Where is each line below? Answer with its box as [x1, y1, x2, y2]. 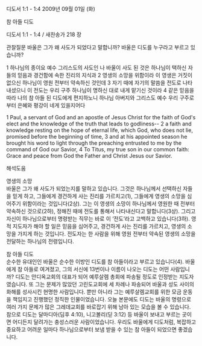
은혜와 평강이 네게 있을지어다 [17, 102, 86, 109]
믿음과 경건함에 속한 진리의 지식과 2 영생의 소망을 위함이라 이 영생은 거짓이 [17, 72, 193, 78]
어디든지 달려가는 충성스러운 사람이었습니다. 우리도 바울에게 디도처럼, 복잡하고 [12, 318, 197, 326]
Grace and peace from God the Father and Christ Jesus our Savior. [6, 153, 172, 159]
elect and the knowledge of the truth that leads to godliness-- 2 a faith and [6, 120, 192, 127]
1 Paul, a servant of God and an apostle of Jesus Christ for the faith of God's [6, 114, 196, 121]
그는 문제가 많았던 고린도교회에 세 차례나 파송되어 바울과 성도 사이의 [35, 281, 195, 288]
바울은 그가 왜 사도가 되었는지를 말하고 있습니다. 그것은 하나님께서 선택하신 [6, 185, 182, 192]
